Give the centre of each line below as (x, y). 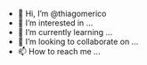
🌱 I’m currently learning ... (65, 32)
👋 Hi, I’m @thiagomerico (62, 14)
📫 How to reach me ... (59, 51)
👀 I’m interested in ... (55, 23)
